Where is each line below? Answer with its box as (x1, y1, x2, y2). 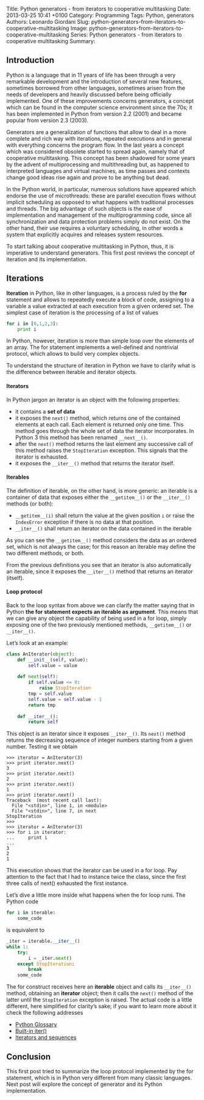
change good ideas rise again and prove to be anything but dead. (6, 174, 171, 181)
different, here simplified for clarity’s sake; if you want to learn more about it (6, 1003, 197, 1010)
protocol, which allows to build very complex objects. (6, 350, 140, 358)
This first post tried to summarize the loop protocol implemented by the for (6, 1068, 194, 1075)
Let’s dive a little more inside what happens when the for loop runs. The (6, 892, 186, 899)
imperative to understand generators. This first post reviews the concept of (6, 249, 195, 256)
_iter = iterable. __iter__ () (6, 938, 80, 945)
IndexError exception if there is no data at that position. (15, 518, 155, 526)
